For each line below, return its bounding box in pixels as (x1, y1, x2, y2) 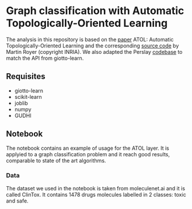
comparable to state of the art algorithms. (6, 157, 106, 164)
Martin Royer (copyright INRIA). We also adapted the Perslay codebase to (6, 48, 183, 55)
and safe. (6, 197, 29, 204)
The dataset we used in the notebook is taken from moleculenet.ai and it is (6, 184, 186, 191)
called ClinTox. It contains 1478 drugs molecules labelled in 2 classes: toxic (6, 191, 187, 198)
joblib (14, 100, 28, 107)
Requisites (6, 71, 46, 81)
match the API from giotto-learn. (6, 54, 84, 61)
